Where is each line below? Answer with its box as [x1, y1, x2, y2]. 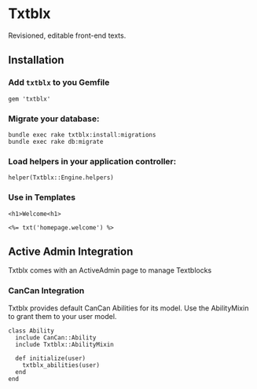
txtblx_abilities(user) [22, 361, 101, 369]
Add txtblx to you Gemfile [8, 77, 110, 88]
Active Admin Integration [8, 244, 134, 258]
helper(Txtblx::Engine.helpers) [8, 174, 114, 182]
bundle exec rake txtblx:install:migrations [8, 130, 156, 138]
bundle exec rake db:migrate [8, 138, 104, 145]
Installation [8, 53, 64, 67]
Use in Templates [8, 192, 76, 203]
